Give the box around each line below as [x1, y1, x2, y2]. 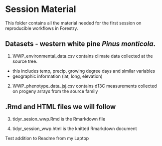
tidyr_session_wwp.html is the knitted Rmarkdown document [12, 126, 137, 132]
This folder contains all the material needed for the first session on [5, 20, 142, 26]
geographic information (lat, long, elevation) [12, 73, 103, 79]
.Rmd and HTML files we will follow [5, 103, 116, 111]
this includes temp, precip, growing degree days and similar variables [12, 68, 156, 74]
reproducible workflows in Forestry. [5, 25, 78, 31]
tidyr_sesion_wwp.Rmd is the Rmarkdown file [12, 116, 106, 122]
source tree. [12, 58, 37, 64]
